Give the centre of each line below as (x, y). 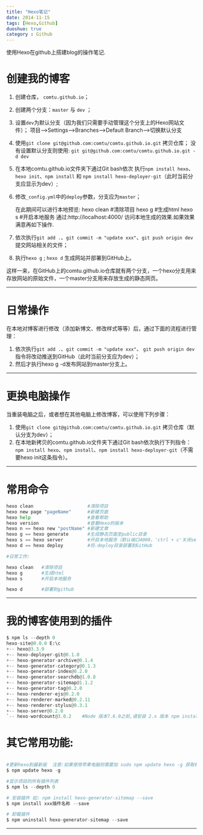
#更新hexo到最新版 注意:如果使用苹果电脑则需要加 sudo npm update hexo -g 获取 (100, 765)
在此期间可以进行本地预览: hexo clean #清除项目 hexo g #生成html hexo (104, 210)
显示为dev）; (42, 184)
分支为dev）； (37, 434)
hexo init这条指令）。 (46, 457)
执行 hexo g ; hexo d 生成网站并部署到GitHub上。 (75, 258)
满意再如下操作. (34, 225)
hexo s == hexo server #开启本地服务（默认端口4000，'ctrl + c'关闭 (99, 540)
